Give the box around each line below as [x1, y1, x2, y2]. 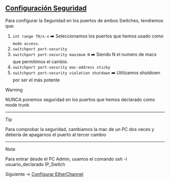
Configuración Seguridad [5, 4, 87, 13]
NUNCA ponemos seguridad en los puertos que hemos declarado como [5, 96, 155, 103]
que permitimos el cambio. [12, 58, 68, 65]
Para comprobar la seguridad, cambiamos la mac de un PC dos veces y [5, 126, 154, 132]
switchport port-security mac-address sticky [12, 65, 110, 70]
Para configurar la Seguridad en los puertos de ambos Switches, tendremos [5, 17, 163, 23]
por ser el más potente [12, 77, 60, 83]
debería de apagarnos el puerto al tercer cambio [5, 131, 106, 138]
